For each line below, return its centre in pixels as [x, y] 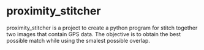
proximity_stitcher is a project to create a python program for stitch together [102, 28]
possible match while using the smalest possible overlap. [78, 40]
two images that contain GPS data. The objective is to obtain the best [93, 34]
